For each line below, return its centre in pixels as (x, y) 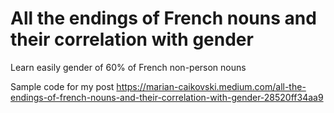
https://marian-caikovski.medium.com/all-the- (211, 86)
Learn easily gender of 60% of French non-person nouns (128, 67)
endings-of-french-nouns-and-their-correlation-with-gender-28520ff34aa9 (167, 97)
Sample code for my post (62, 86)
